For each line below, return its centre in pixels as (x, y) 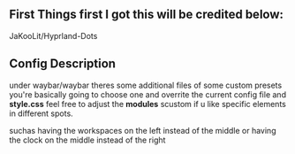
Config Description (63, 64)
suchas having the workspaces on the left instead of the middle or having (143, 130)
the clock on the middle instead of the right (87, 140)
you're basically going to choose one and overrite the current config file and (148, 94)
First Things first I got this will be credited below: (147, 15)
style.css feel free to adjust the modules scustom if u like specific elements (148, 104)
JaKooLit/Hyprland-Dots (53, 35)
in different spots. (41, 113)
